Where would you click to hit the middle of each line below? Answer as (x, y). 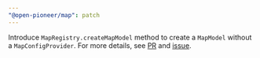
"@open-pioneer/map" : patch (54, 15)
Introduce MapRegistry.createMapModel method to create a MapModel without (130, 37)
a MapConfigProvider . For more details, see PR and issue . (100, 45)
